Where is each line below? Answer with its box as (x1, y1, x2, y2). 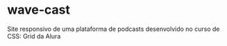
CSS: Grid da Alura (7, 32, 61, 40)
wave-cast (7, 2, 71, 18)
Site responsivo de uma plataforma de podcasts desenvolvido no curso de (7, 25, 220, 33)
